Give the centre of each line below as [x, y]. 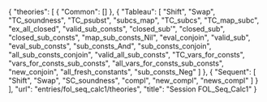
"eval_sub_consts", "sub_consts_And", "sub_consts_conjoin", [110, 46]
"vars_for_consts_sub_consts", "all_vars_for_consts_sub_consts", [116, 63]
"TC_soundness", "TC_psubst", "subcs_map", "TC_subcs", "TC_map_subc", [134, 20]
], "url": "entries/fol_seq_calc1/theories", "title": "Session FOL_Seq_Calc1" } [133, 89]
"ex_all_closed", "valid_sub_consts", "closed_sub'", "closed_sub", [117, 29]
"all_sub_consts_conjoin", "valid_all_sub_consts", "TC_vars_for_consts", [127, 55]
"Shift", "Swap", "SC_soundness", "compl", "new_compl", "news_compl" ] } [133, 81]
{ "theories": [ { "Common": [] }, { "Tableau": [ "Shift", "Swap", [112, 12]
